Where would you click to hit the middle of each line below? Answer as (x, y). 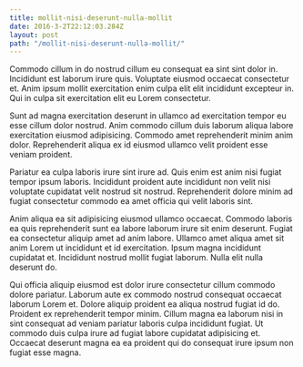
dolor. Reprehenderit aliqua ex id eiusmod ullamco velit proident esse (139, 145)
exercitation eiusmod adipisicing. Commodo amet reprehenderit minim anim (151, 135)
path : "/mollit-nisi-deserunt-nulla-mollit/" (97, 43)
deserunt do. (33, 267)
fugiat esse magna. (45, 352)
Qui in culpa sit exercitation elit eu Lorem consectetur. (110, 98)
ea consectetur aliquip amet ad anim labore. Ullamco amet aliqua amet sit (147, 239)
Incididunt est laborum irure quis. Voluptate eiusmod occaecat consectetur (149, 79)
